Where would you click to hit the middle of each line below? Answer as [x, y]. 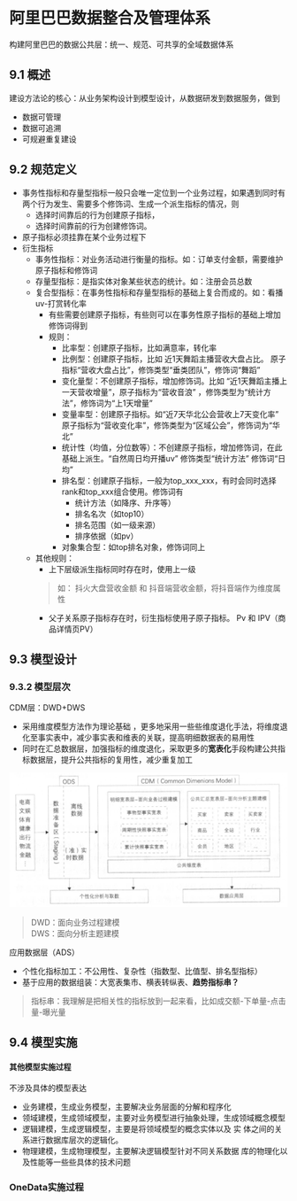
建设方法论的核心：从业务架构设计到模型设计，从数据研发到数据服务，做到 [145, 97]
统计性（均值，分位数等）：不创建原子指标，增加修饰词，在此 [172, 447]
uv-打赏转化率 [61, 303]
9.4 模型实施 [43, 1043]
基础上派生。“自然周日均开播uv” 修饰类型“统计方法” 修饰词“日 [174, 458]
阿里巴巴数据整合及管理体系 [110, 18]
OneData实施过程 [46, 1188]
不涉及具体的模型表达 [48, 1088]
